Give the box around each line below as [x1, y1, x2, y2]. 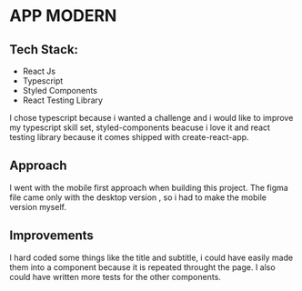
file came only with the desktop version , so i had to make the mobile [9, 192, 267, 203]
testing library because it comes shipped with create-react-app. [9, 132, 249, 142]
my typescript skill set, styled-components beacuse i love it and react [9, 122, 271, 133]
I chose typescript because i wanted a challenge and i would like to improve [9, 113, 294, 123]
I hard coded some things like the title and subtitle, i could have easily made [9, 252, 294, 263]
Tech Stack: [9, 42, 79, 57]
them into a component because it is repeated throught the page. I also [9, 261, 276, 273]
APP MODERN [9, 5, 117, 26]
